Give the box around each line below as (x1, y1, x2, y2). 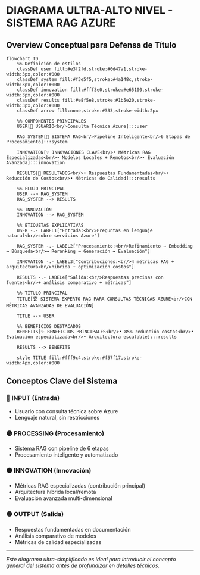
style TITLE (17, 355, 46, 361)
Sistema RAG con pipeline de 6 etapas (14, 445, 109, 452)
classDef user (17, 66, 52, 72)
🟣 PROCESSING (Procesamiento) (6, 429, 105, 437)
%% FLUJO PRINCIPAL (17, 186, 65, 192)
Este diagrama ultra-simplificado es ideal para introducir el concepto (6, 555, 176, 562)
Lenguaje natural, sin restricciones (14, 414, 100, 421)
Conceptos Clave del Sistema (6, 376, 118, 386)
